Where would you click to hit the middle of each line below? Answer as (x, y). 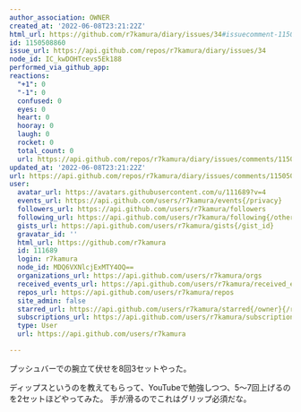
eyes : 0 (32, 109)
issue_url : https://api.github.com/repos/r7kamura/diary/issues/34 (138, 51)
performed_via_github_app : (60, 68)
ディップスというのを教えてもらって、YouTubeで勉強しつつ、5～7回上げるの (150, 387)
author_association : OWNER (60, 17)
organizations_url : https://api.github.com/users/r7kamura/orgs (140, 276)
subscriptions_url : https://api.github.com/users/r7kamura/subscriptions (158, 318)
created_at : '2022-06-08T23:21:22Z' (77, 26)
